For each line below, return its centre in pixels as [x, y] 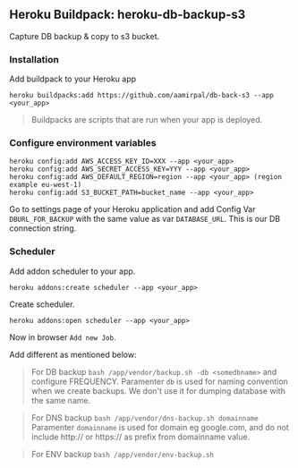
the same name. [61, 400]
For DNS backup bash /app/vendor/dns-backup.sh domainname [145, 417]
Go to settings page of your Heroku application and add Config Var [132, 209]
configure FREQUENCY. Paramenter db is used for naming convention [159, 381]
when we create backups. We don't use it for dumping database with [158, 391]
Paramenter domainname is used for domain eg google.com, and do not [160, 427]
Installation [34, 59]
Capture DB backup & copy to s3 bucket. [85, 36]
